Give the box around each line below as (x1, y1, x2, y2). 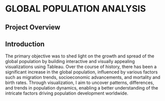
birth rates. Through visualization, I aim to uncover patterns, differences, (5, 79, 154, 85)
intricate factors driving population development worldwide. (5, 90, 128, 96)
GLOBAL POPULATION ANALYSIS (5, 3, 146, 14)
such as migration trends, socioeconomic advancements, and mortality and (5, 74, 160, 80)
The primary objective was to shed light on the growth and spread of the (5, 53, 154, 59)
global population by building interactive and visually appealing (5, 58, 135, 64)
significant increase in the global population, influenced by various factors (5, 69, 158, 75)
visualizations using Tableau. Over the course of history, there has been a (5, 63, 156, 70)
